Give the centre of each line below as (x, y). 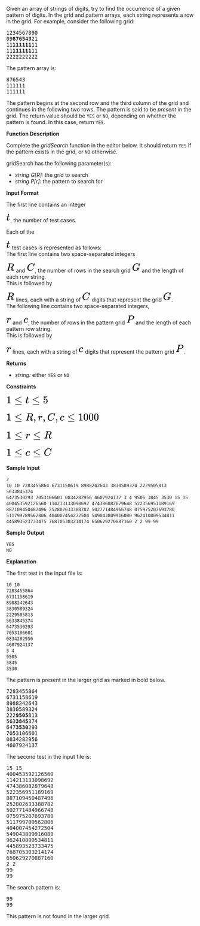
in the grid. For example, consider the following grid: (70, 21)
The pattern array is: (31, 68)
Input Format (22, 193)
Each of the (20, 232)
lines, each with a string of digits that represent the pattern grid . (99, 352)
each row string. (26, 277)
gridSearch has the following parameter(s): (59, 163)
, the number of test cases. (43, 220)
